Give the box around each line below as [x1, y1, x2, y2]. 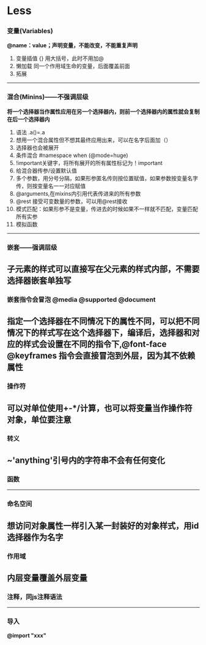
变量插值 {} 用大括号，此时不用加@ [15, 55, 105, 62]
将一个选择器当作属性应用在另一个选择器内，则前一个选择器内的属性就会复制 [7, 108, 200, 115]
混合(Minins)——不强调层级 [7, 93, 89, 101]
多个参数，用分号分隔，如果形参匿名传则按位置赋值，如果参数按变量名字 [15, 174, 198, 181]
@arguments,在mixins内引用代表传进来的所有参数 [15, 189, 141, 197]
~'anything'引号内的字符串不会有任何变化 [7, 455, 166, 466]
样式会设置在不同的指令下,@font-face [23, 339, 167, 349]
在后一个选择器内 [7, 115, 50, 123]
